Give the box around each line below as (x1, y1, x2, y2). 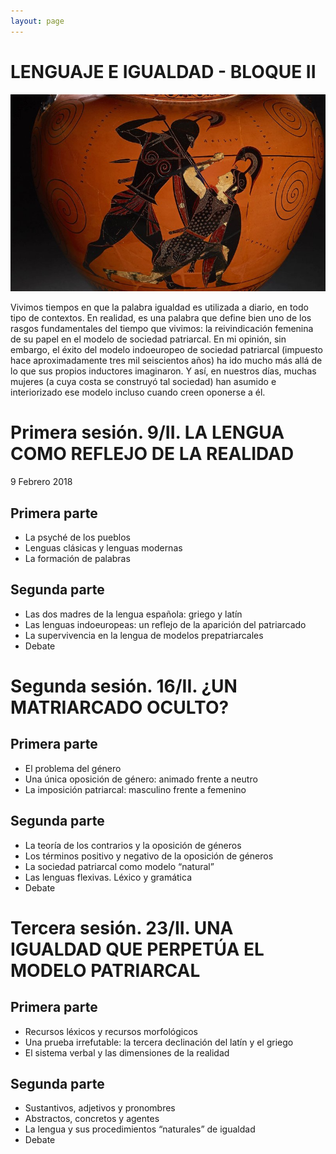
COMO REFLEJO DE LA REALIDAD (10, 443, 295, 465)
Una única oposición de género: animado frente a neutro (24, 773, 258, 785)
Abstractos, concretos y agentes (24, 1113, 160, 1125)
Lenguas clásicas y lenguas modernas (24, 541, 183, 554)
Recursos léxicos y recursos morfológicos (24, 1025, 198, 1037)
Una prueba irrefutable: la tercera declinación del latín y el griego (24, 1036, 294, 1048)
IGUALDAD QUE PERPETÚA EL (10, 938, 265, 960)
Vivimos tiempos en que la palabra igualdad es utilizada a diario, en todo (10, 301, 309, 314)
